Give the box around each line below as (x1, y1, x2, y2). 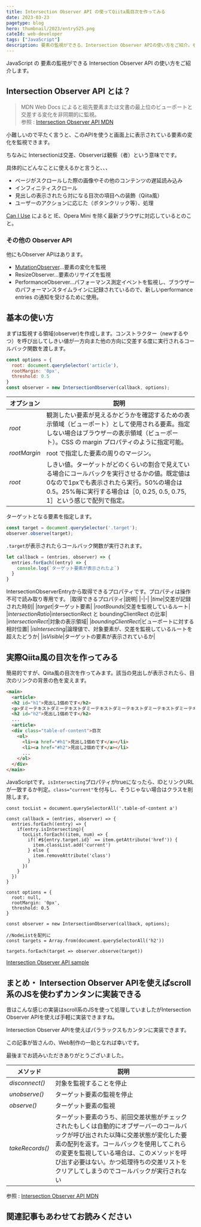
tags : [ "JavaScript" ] (6, 37, 60, 43)
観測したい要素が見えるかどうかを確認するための (46, 411, 184, 419)
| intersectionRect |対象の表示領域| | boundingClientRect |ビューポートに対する (6, 618, 194, 625)
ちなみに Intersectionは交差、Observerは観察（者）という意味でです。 (6, 151, 180, 158)
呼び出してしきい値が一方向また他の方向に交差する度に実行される (22, 337, 184, 344)
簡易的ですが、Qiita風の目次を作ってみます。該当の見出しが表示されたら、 (6, 669, 190, 676)
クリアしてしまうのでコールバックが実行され (55, 1166, 181, 1175)
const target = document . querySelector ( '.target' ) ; (6, 525, 138, 531)
